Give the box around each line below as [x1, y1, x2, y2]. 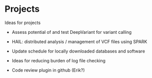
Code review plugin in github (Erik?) [11, 67, 85, 73]
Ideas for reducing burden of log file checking [11, 57, 106, 63]
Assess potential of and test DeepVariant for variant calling [11, 29, 132, 35]
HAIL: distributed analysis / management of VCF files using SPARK [11, 38, 148, 45]
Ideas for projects [4, 20, 41, 26]
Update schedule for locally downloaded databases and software [11, 48, 146, 54]
